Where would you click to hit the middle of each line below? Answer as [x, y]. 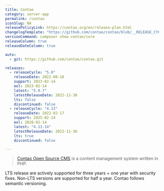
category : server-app [27, 14]
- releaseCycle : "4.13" [33, 109]
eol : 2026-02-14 [31, 122]
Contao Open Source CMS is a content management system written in [88, 158]
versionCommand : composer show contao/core [50, 37]
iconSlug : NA [18, 23]
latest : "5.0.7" [31, 91]
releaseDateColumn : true [30, 46]
